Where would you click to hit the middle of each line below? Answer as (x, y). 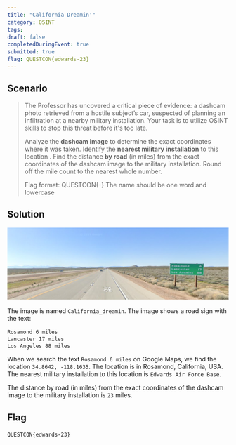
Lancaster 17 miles (36, 339)
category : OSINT (31, 22)
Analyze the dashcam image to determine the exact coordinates (118, 141)
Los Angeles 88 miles (39, 346)
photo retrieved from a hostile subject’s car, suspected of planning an (125, 113)
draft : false (26, 37)
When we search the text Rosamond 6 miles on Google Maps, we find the (112, 359)
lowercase (39, 192)
